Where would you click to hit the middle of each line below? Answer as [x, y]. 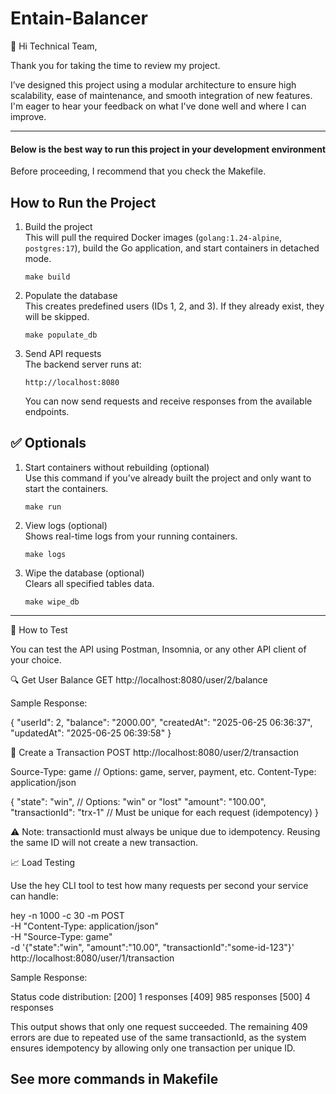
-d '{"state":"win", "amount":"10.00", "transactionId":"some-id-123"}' [152, 947]
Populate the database [71, 295]
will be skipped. [57, 316]
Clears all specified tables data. [89, 583]
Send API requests [63, 353]
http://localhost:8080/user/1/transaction [92, 958]
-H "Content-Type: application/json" [84, 926]
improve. [28, 116]
